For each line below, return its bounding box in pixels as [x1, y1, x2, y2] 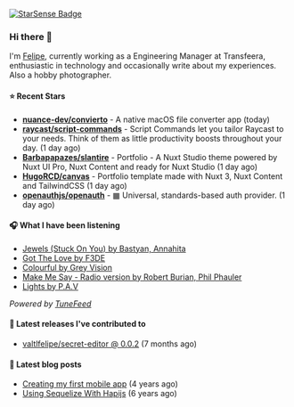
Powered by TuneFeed [9, 298, 92, 309]
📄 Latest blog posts [9, 359, 82, 370]
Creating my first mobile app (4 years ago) [21, 379, 178, 389]
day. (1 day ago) [21, 142, 81, 153]
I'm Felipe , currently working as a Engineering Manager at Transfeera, [9, 51, 265, 61]
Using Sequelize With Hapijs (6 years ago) [21, 388, 178, 399]
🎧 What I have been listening [9, 220, 120, 231]
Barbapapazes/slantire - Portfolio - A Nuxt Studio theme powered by [21, 151, 278, 162]
